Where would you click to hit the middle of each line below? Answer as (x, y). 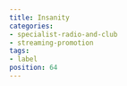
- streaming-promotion (51, 43)
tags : (19, 51)
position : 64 (34, 68)
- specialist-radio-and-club (63, 34)
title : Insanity (39, 17)
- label (24, 59)
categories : (31, 26)
